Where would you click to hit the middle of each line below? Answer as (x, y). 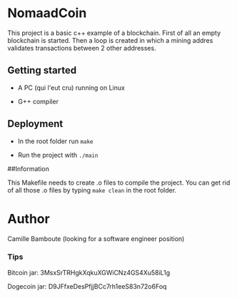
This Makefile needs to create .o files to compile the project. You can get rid (119, 183)
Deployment (35, 124)
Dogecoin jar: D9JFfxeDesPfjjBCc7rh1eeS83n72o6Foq (87, 286)
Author (29, 219)
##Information (29, 168)
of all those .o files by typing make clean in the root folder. (92, 190)
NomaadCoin (47, 13)
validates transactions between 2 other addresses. (82, 48)
